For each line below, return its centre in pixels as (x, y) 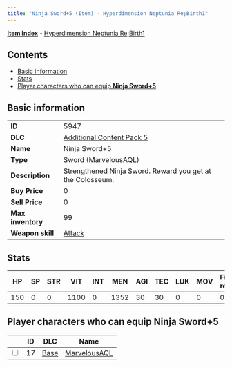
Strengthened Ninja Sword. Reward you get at (137, 171)
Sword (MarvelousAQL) (101, 160)
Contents (28, 55)
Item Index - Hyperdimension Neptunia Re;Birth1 (76, 33)
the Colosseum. (89, 180)
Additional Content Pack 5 (106, 137)
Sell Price (27, 202)
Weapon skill (32, 233)
